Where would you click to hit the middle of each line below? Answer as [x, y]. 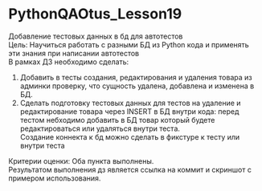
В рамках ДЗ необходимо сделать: [69, 62]
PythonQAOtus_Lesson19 [95, 14]
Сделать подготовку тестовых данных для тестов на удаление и [130, 103]
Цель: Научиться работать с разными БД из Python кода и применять [129, 44]
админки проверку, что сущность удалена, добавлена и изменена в [137, 86]
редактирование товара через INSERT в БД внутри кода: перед [129, 111]
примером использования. [55, 178]
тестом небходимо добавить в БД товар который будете [117, 120]
